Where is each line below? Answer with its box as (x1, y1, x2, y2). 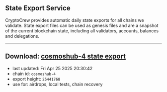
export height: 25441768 (12, 76, 61, 82)
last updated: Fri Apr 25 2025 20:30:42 (12, 65, 93, 71)
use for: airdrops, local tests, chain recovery (12, 81, 103, 87)
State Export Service (5, 4, 71, 12)
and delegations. (5, 33, 40, 39)
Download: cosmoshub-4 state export (5, 52, 126, 61)
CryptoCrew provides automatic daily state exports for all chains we (5, 17, 144, 23)
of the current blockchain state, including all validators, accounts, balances (5, 27, 159, 34)
